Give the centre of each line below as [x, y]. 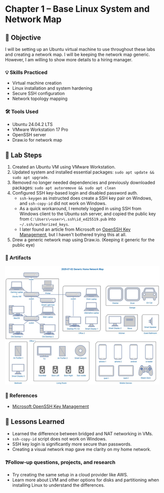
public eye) [23, 245]
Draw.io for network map [37, 140]
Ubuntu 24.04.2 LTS [32, 124]
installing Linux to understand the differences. [59, 485]
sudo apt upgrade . [30, 177]
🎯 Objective [23, 37]
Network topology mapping [40, 99]
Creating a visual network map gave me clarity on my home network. [82, 449]
